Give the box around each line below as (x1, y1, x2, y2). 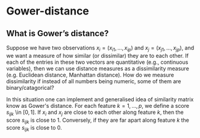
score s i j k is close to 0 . (6, 124, 62, 133)
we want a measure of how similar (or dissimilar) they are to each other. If (6, 52, 189, 59)
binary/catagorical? (6, 84, 54, 91)
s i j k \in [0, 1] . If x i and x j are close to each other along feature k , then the (6, 108, 184, 117)
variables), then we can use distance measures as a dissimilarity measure (6, 64, 190, 72)
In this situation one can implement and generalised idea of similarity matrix (6, 95, 194, 103)
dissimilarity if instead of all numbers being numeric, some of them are (6, 77, 182, 85)
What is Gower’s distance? (6, 28, 109, 39)
